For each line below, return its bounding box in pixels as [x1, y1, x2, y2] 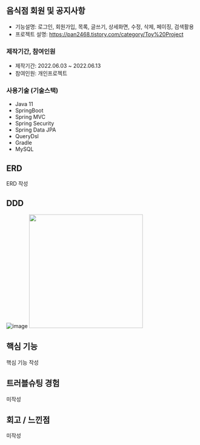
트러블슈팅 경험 [6, 378, 60, 389]
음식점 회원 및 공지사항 [6, 5, 86, 16]
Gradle [15, 139, 32, 147]
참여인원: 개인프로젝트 [15, 70, 68, 77]
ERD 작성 [6, 180, 28, 187]
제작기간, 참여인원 [6, 47, 56, 56]
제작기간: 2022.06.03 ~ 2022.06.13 [15, 62, 101, 70]
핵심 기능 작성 [6, 358, 39, 366]
